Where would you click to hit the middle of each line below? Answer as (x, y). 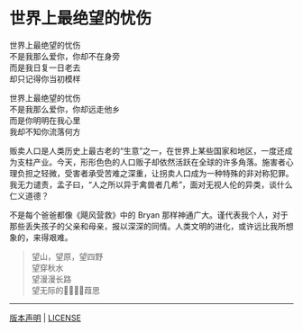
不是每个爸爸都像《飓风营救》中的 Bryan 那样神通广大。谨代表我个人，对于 (149, 215)
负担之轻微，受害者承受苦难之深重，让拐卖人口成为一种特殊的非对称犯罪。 (155, 173)
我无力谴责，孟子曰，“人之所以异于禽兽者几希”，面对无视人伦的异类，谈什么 (151, 184)
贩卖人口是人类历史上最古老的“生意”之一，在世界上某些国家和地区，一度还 (147, 150)
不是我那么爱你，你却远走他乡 (64, 109)
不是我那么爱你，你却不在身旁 (64, 56)
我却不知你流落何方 (45, 131)
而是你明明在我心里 (45, 120)
